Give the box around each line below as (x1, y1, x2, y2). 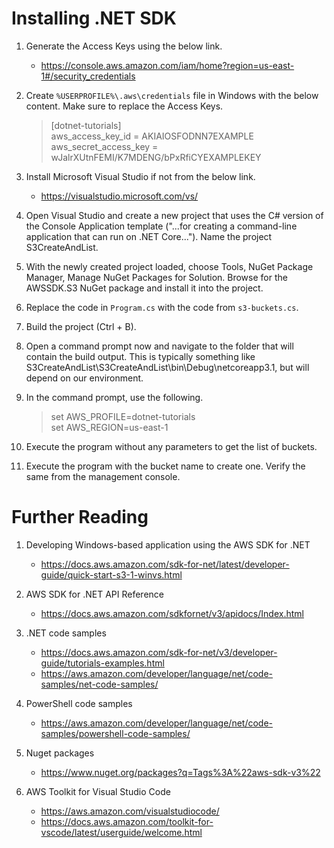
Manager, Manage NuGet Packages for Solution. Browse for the (25, 271, 288, 283)
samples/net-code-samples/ (40, 678, 159, 690)
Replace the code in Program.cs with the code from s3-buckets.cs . (25, 301, 299, 313)
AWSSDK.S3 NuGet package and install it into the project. (25, 282, 264, 294)
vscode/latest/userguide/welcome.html (40, 826, 203, 838)
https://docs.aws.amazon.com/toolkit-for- (40, 815, 214, 827)
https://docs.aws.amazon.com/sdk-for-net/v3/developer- (40, 646, 278, 658)
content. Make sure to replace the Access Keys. (25, 100, 224, 112)
